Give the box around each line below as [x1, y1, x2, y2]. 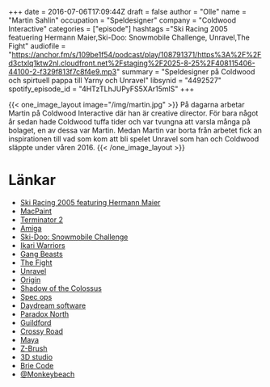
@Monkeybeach [19, 369, 75, 379]
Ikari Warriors [19, 240, 66, 250]
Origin [19, 275, 41, 284]
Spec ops [19, 292, 53, 301]
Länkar [8, 171, 57, 189]
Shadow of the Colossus [19, 283, 103, 293]
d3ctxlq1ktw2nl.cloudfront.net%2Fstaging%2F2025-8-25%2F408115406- [8, 58, 256, 68]
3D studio [19, 351, 53, 362]
